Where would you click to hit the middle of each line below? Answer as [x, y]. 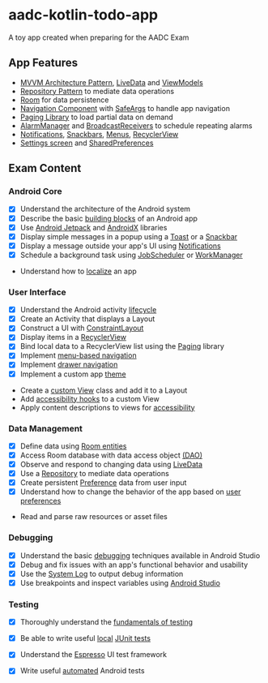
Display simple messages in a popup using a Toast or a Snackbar [129, 236]
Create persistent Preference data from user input [103, 483]
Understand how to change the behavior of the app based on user [130, 492]
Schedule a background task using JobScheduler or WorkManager [131, 255]
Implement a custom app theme [73, 374]
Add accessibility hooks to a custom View [89, 398]
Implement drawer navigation [69, 365]
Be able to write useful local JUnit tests [85, 638]
